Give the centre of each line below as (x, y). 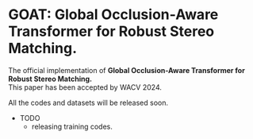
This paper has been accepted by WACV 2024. (85, 87)
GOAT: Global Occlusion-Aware (113, 15)
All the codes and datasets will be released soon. (88, 102)
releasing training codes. (72, 126)
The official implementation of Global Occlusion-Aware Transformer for (127, 70)
